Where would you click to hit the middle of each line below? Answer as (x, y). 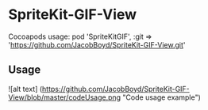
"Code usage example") (162, 97)
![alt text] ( (25, 89)
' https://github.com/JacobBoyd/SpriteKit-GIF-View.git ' (97, 44)
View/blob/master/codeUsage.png (65, 97)
